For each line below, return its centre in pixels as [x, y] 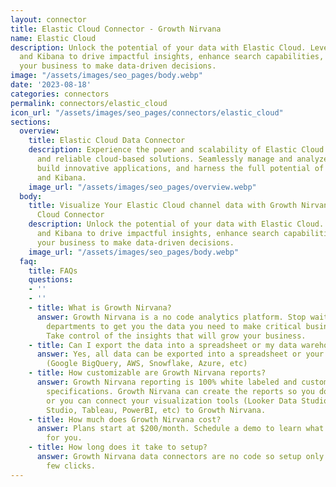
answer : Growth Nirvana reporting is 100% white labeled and [167, 382]
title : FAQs [53, 271]
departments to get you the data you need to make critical [174, 326]
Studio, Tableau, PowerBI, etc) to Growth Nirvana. [156, 410]
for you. [64, 438]
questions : [51, 280]
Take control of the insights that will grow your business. [176, 336]
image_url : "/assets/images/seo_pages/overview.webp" [142, 187]
